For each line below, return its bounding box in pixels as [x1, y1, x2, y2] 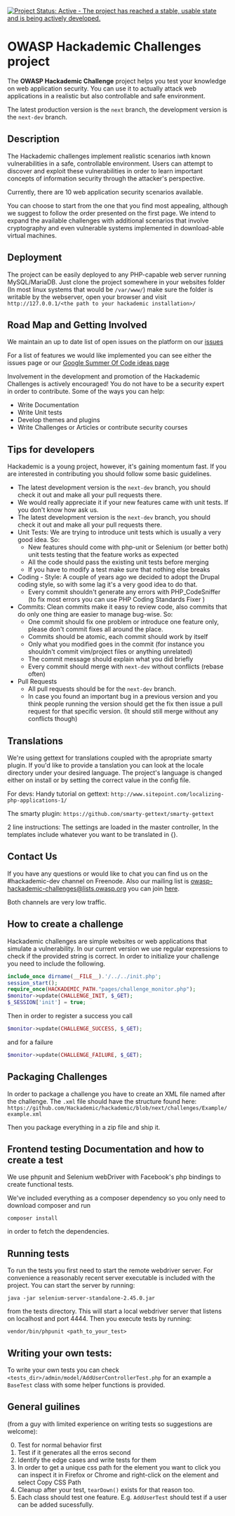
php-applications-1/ [7, 797, 68, 804]
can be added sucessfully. [17, 1500, 94, 1509]
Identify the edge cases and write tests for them [17, 1456, 156, 1464]
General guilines [7, 1401, 81, 1413]
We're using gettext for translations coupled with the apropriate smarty [7, 753, 213, 762]
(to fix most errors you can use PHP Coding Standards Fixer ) [27, 595, 206, 604]
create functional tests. [7, 1180, 74, 1189]
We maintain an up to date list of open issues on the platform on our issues [7, 338, 224, 346]
